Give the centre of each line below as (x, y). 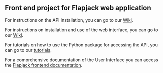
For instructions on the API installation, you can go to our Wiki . (69, 20)
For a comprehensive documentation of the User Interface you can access (81, 60)
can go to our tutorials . (28, 50)
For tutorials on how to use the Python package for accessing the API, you (81, 45)
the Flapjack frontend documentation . (44, 65)
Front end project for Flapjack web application (78, 8)
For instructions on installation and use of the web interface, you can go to (81, 30)
